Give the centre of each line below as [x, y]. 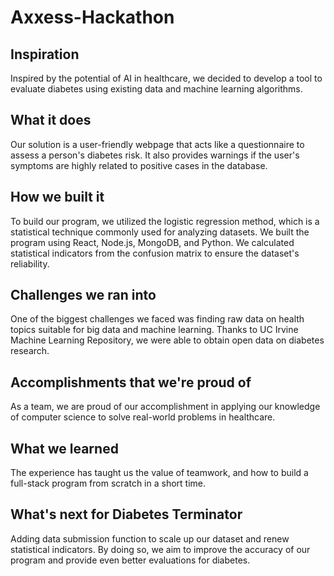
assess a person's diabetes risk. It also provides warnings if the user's [155, 155]
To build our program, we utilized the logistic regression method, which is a [165, 221]
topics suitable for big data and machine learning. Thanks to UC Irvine [154, 330]
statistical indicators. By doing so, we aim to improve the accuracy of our [160, 549]
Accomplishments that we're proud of [131, 382]
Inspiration [45, 54]
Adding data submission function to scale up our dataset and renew [150, 538]
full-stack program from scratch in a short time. [108, 483]
